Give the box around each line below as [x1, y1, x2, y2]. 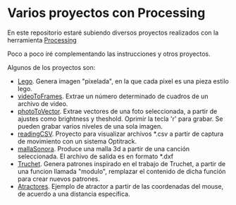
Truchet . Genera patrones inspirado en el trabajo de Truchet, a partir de [17, 159, 226, 168]
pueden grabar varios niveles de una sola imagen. [17, 122, 163, 130]
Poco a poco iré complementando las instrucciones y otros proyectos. [7, 49, 211, 58]
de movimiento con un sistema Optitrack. [17, 136, 137, 146]
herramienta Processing [7, 35, 77, 44]
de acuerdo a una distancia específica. [17, 189, 130, 198]
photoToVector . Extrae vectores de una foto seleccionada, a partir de [17, 107, 218, 115]
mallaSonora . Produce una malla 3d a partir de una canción [17, 144, 190, 153]
